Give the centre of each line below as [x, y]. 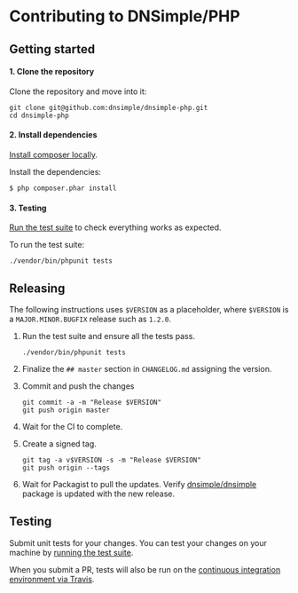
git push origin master [66, 410]
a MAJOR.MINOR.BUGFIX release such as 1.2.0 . [90, 319]
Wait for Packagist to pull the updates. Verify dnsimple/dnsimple [139, 484]
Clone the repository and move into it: [78, 91]
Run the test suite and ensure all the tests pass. [108, 336]
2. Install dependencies [53, 135]
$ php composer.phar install [63, 188]
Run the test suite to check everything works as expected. [115, 227]
